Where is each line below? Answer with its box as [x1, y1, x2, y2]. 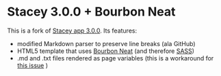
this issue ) [16, 61, 49, 69]
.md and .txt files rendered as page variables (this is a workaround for [16, 54, 214, 62]
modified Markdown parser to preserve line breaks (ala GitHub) [16, 39, 196, 47]
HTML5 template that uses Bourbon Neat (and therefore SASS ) [16, 47, 195, 55]
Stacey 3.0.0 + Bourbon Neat [7, 4, 176, 20]
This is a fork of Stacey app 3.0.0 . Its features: [7, 26, 138, 35]
